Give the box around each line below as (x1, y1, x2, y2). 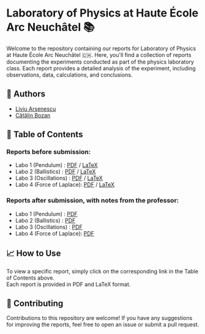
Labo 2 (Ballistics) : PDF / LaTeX (15, 168, 96, 176)
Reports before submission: (6, 147, 91, 156)
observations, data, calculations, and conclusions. (6, 71, 133, 78)
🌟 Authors (6, 89, 46, 99)
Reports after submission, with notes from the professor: (6, 196, 179, 205)
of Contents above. (6, 274, 55, 281)
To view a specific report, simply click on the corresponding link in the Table (6, 267, 199, 275)
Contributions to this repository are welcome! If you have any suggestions (6, 314, 193, 322)
